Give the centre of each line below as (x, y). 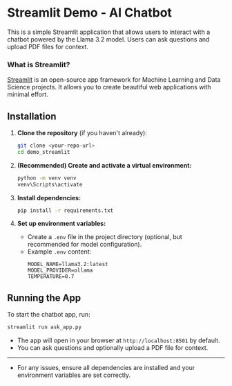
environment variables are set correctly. (74, 375)
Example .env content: (59, 252)
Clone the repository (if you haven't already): (82, 133)
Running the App (44, 298)
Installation (32, 116)
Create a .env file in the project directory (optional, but (105, 237)
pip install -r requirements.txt (65, 210)
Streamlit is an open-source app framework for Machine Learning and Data (114, 80)
